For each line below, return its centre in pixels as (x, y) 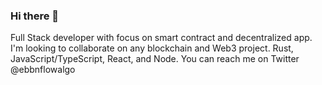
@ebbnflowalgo (43, 70)
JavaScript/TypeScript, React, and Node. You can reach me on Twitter (155, 59)
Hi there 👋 (35, 16)
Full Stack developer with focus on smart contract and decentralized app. (161, 38)
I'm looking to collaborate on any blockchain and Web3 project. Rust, (152, 48)
